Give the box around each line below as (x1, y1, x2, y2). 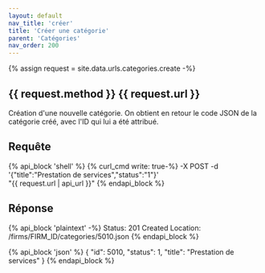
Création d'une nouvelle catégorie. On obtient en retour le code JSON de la (8, 108, 257, 117)
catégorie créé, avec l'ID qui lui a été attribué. (8, 116, 159, 126)
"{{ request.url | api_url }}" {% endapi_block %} (8, 178, 165, 188)
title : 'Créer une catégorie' (8, 26, 110, 35)
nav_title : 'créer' (8, 19, 74, 27)
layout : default (8, 11, 63, 20)
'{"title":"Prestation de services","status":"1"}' (8, 169, 159, 179)
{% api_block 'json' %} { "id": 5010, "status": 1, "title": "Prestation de (8, 247, 234, 257)
